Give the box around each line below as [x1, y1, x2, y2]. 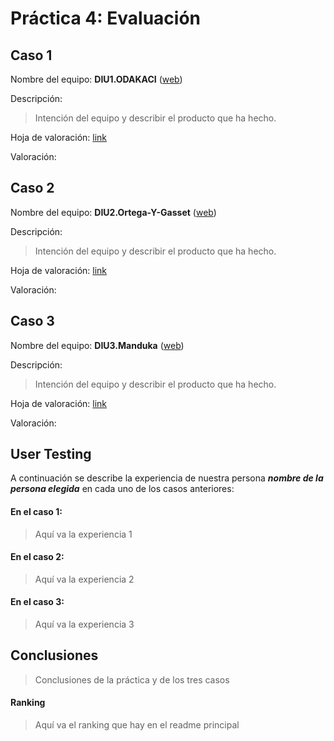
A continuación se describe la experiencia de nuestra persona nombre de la [10, 472, 324, 484]
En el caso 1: [10, 506, 63, 518]
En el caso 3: [10, 596, 65, 608]
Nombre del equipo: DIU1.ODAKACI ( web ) [10, 73, 183, 85]
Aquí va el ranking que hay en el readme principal [34, 719, 240, 731]
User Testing [10, 446, 92, 463]
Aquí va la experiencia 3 [34, 618, 135, 631]
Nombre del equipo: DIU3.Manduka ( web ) [10, 339, 185, 351]
